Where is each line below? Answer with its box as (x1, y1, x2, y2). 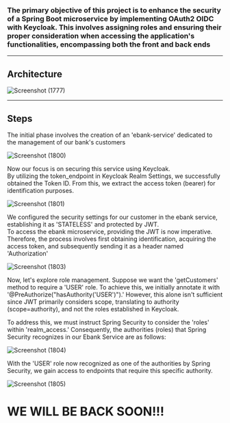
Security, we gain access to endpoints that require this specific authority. (7, 366, 214, 374)
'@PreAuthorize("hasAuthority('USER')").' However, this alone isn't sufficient (7, 290, 223, 298)
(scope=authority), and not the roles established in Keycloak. (7, 305, 179, 313)
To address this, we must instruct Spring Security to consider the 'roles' (7, 318, 210, 326)
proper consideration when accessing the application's (7, 31, 195, 40)
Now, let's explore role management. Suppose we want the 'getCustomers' (7, 276, 218, 284)
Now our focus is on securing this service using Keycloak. (7, 164, 171, 172)
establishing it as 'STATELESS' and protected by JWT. (7, 220, 159, 228)
